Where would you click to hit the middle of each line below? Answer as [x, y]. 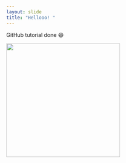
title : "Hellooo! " [31, 18]
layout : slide [24, 12]
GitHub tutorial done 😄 [35, 35]
